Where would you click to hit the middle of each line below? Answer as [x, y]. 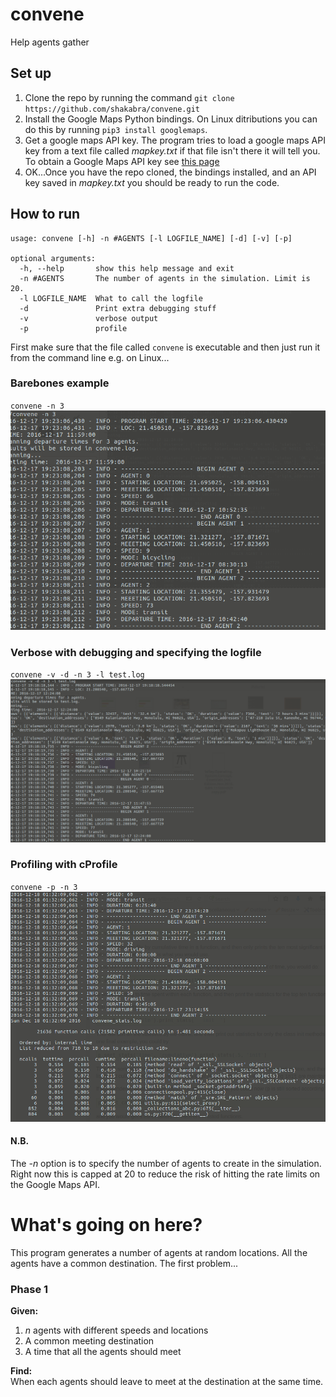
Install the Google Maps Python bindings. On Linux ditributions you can [171, 119]
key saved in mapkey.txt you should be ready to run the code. [152, 182]
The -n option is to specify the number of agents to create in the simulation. [166, 1164]
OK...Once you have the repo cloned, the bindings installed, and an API [170, 172]
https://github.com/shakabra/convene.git [112, 109]
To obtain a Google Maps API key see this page [122, 161]
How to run [45, 214]
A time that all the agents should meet [103, 1352]
